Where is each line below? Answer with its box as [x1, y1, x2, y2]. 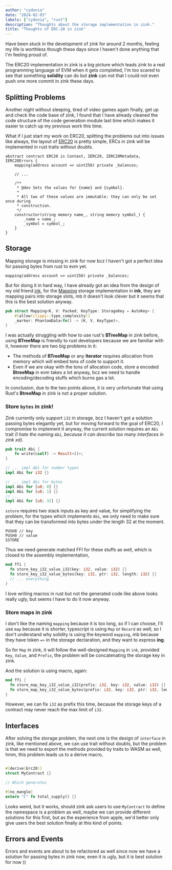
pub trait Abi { [5, 447, 40, 452]
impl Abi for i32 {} [5, 470, 50, 475]
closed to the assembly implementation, [5, 552, 90, 558]
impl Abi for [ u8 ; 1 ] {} [5, 489, 58, 494]
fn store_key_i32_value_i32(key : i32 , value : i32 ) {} [10, 567, 127, 572]
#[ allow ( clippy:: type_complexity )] [14, 313, 91, 319]
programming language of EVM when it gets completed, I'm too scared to [5, 67, 160, 73]
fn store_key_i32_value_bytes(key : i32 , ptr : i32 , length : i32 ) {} [10, 571, 157, 577]
